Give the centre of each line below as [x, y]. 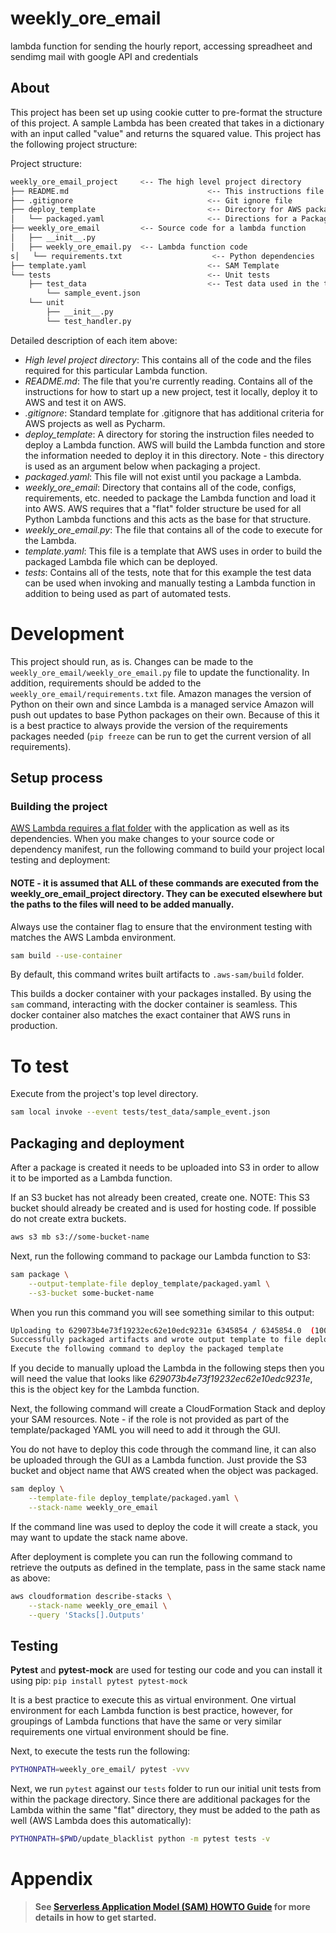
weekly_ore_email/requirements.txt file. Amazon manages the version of [161, 693]
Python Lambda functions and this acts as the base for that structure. [168, 519]
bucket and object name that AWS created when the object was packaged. [164, 1471]
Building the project [59, 806]
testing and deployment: [60, 860]
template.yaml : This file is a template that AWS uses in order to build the [173, 551]
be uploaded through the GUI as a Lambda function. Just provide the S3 [159, 1460]
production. [34, 1026]
